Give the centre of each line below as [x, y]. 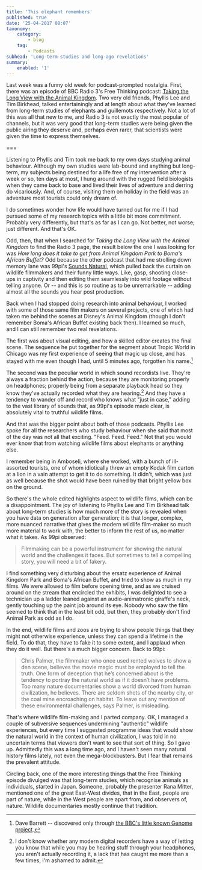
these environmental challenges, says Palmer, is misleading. [95, 705]
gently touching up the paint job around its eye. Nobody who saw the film [97, 605]
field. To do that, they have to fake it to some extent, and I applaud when [96, 642]
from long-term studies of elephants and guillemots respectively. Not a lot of [101, 111]
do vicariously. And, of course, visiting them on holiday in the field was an [98, 192]
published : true [26, 17]
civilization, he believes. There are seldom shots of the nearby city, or [107, 692]
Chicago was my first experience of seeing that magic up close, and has [96, 354]
